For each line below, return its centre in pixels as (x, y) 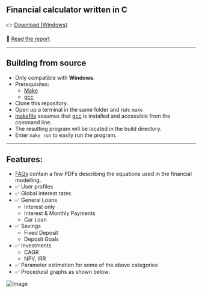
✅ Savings (28, 226)
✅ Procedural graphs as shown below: (62, 272)
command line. (33, 122)
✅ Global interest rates (43, 193)
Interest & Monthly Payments (60, 213)
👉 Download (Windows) (37, 25)
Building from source (46, 63)
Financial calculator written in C (67, 10)
